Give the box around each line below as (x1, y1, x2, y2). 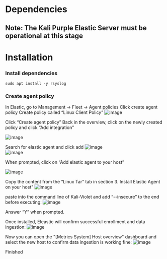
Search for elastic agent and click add (5, 144, 84, 150)
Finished (5, 249, 23, 255)
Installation (5, 51, 53, 63)
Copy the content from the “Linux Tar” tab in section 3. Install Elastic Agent (5, 179, 160, 185)
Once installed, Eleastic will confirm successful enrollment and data (5, 219, 145, 225)
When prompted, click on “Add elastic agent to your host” (5, 159, 125, 165)
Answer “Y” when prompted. (5, 209, 64, 215)
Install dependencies (5, 70, 58, 77)
